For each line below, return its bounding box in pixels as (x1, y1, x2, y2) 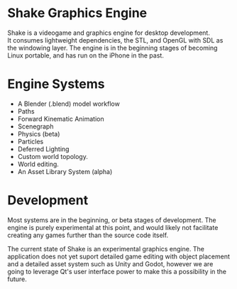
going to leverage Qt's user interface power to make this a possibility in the (7, 267, 227, 276)
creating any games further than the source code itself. (7, 231, 169, 239)
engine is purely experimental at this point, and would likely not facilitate (7, 223, 219, 231)
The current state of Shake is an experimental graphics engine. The (7, 244, 204, 253)
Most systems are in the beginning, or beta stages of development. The (7, 215, 216, 224)
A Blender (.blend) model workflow (17, 99, 121, 108)
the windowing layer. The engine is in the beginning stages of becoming (7, 43, 218, 52)
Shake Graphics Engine (7, 5, 148, 21)
